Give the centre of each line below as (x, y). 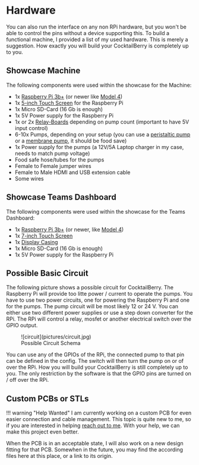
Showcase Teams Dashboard (61, 197)
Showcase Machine (43, 71)
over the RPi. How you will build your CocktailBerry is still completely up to (97, 367)
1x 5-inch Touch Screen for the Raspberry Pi (69, 103)
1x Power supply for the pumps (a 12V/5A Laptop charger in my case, (99, 147)
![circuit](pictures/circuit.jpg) (56, 337)
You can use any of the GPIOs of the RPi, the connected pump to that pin (95, 355)
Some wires (29, 178)
